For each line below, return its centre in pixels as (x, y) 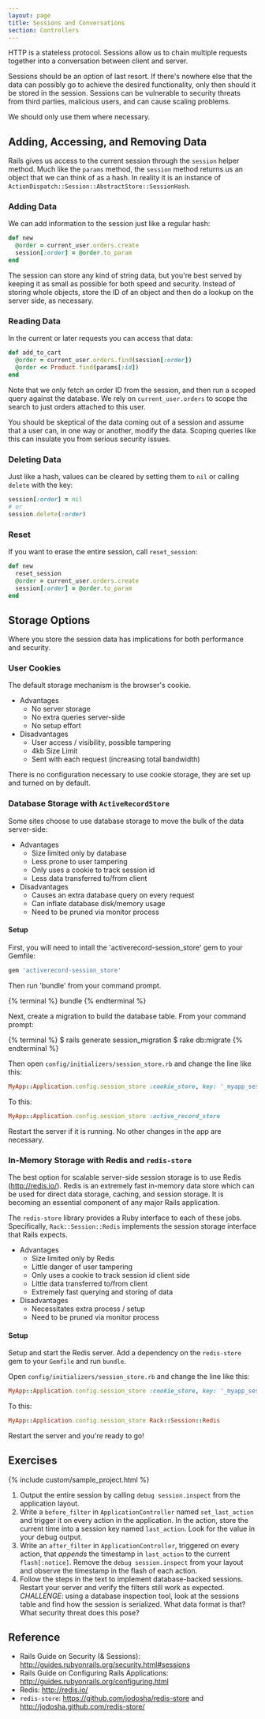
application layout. (50, 1503)
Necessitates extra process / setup (88, 1309)
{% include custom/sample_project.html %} (79, 1479)
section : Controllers (44, 30)
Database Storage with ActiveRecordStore (89, 803)
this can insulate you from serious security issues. (90, 439)
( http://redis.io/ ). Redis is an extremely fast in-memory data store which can (131, 1185)
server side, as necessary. (51, 300)
